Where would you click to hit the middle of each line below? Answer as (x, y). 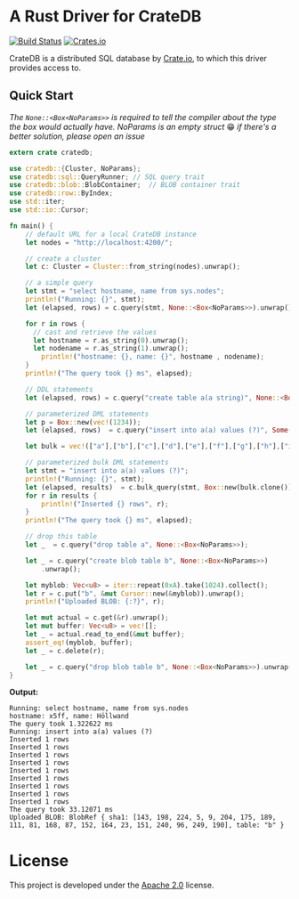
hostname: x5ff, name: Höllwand (69, 717)
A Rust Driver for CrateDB (105, 16)
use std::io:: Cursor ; (49, 210)
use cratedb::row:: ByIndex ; (61, 193)
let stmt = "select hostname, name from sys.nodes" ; (125, 291)
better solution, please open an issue (77, 136)
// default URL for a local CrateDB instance (111, 234)
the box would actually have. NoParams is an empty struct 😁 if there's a (143, 126)
